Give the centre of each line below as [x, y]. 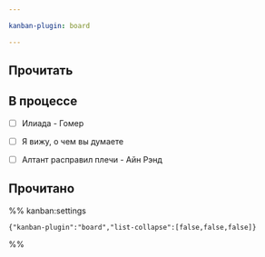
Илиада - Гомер [53, 123]
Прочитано [41, 188]
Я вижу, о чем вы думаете [73, 141]
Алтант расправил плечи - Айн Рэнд [92, 159]
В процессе [43, 101]
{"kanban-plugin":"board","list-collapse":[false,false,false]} [132, 227]
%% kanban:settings [48, 211]
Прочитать [41, 70]
